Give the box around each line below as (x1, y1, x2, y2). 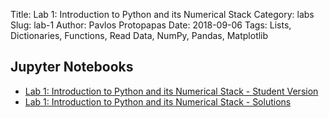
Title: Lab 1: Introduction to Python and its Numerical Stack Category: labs (10, 9, 315, 20)
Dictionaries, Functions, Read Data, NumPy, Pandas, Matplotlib (10, 30, 269, 41)
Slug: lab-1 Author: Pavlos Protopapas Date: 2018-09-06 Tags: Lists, (10, 19, 292, 31)
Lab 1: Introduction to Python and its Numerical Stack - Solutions (24, 95, 292, 108)
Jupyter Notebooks (10, 59, 134, 76)
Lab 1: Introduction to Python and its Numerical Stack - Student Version (24, 85, 319, 97)
